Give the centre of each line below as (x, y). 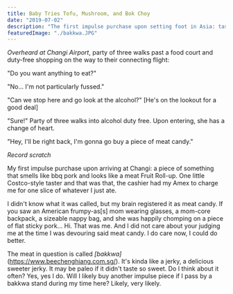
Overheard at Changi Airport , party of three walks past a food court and (110, 53)
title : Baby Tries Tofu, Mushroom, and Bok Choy (79, 13)
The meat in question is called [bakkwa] (64, 254)
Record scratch (29, 155)
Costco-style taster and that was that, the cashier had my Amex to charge (113, 183)
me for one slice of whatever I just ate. (62, 190)
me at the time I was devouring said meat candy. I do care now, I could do (112, 233)
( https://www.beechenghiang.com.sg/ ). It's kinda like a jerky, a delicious (110, 261)
